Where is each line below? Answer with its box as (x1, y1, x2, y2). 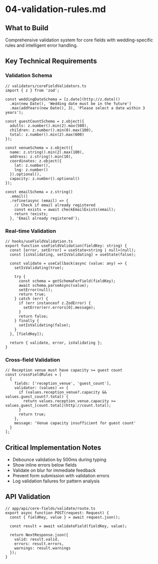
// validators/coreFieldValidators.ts (5, 83, 87, 89)
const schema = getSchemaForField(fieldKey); (18, 278, 116, 283)
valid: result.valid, (14, 537, 59, 542)
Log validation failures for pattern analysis (12, 478, 100, 484)
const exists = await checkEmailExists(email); (14, 207, 116, 212)
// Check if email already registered (14, 203, 96, 208)
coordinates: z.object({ (10, 158, 62, 163)
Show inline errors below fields (12, 462, 77, 468)
